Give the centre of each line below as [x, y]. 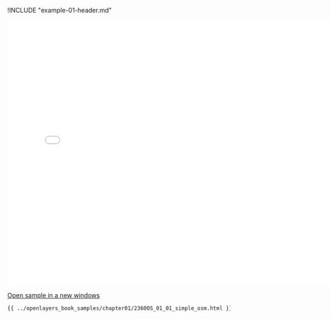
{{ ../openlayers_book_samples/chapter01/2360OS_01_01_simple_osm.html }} [120, 308]
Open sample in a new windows [54, 295]
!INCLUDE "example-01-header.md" [59, 10]
